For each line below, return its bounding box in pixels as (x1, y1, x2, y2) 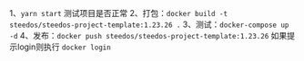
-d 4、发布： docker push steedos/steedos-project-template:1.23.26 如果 (9, 30, 288, 40)
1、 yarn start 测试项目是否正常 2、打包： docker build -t (9, 8, 228, 18)
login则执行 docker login (16, 41, 111, 52)
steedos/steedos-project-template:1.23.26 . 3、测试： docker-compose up (9, 19, 289, 30)
